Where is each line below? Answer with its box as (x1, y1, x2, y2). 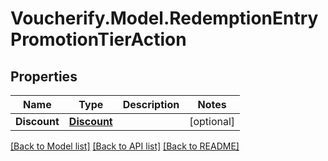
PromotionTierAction (10, 28, 187, 51)
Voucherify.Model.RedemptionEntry (10, 7, 319, 30)
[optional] (189, 115, 236, 128)
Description (122, 98, 180, 111)
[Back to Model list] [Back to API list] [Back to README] (10, 140, 240, 152)
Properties (10, 68, 78, 85)
